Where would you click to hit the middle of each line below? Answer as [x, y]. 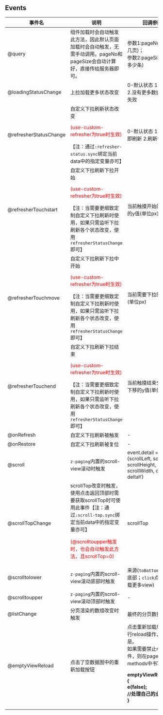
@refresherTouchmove [33, 298]
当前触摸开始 [142, 206]
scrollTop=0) [99, 556]
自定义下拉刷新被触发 [95, 435]
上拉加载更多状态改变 [95, 92]
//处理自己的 [141, 694]
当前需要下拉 [142, 294]
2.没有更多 [139, 92]
